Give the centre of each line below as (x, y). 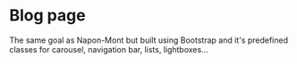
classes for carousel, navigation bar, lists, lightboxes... (109, 49)
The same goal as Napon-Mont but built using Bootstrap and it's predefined (149, 40)
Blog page (48, 16)
